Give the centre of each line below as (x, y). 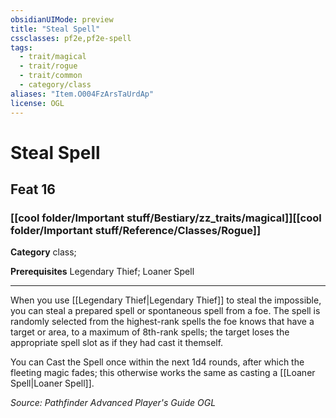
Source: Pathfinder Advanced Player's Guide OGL (113, 403)
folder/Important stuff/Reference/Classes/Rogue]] (136, 230)
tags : (21, 47)
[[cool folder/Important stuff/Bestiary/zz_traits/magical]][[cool (166, 218)
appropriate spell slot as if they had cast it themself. (117, 343)
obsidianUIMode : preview (62, 19)
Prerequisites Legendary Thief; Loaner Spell (102, 272)
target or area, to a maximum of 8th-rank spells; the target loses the (150, 332)
